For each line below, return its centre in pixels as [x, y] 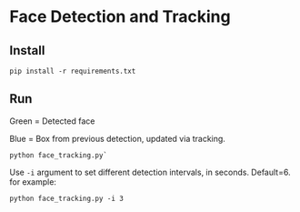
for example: [33, 182]
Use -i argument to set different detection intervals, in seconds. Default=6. [150, 172]
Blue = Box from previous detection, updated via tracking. [117, 138]
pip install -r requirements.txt [73, 71]
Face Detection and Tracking [120, 17]
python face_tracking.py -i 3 [67, 198]
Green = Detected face [52, 121]
